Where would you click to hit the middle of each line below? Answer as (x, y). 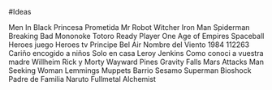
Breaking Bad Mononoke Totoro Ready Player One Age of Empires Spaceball (136, 36)
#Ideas (20, 12)
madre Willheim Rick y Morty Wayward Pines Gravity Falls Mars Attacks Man (136, 62)
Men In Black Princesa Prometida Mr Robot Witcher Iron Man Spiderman (129, 27)
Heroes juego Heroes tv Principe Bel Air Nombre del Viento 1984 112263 (129, 45)
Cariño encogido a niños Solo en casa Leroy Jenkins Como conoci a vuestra (136, 53)
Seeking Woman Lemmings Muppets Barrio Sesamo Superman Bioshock (130, 71)
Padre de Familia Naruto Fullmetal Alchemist (82, 79)
